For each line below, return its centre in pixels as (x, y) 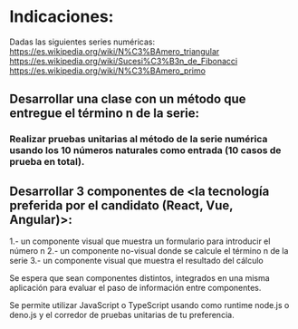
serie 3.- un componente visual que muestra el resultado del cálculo (137, 261)
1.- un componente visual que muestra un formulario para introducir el (140, 241)
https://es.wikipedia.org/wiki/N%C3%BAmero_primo (108, 71)
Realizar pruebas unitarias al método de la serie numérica (139, 140)
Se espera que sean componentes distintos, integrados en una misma (139, 278)
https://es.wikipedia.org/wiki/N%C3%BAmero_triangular (115, 51)
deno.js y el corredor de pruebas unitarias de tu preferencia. (122, 315)
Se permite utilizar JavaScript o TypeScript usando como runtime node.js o (149, 305)
